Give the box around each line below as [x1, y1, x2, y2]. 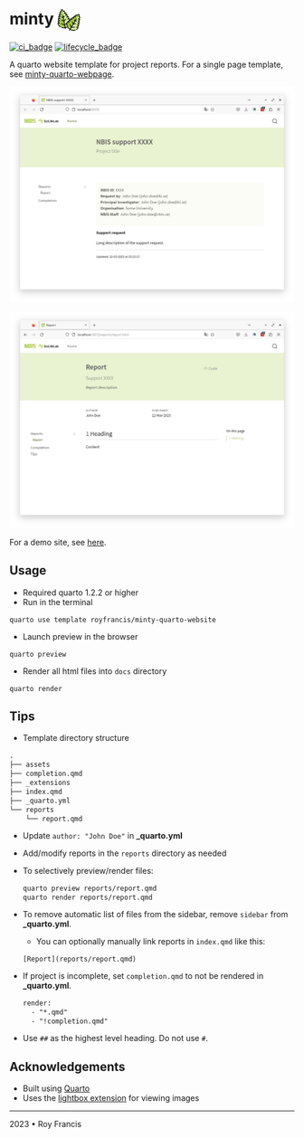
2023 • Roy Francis [9, 1119, 82, 1130]
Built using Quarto [22, 1083, 90, 1094]
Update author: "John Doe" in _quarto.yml [22, 830, 183, 841]
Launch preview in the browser [22, 631, 138, 641]
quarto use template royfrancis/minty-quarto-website [9, 615, 217, 624]
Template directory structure [22, 733, 129, 744]
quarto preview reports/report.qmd [22, 884, 157, 894]
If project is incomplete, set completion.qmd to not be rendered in [22, 971, 264, 982]
